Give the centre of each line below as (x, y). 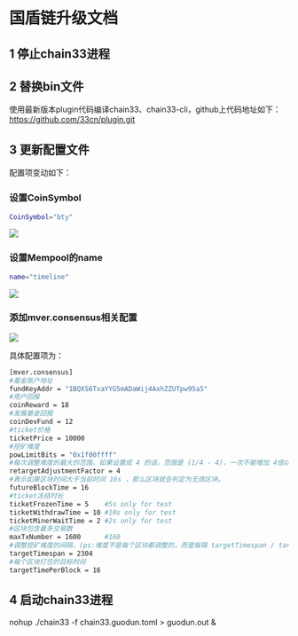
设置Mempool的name (56, 258)
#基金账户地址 (31, 381)
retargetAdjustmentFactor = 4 (65, 471)
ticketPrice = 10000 (47, 438)
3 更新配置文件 (50, 149)
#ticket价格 (30, 430)
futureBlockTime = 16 (49, 488)
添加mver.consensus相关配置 (73, 318)
